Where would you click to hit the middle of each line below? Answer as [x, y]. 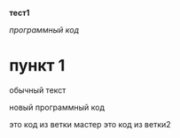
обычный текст [38, 90]
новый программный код [57, 107]
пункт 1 [37, 66]
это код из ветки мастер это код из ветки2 [90, 124]
